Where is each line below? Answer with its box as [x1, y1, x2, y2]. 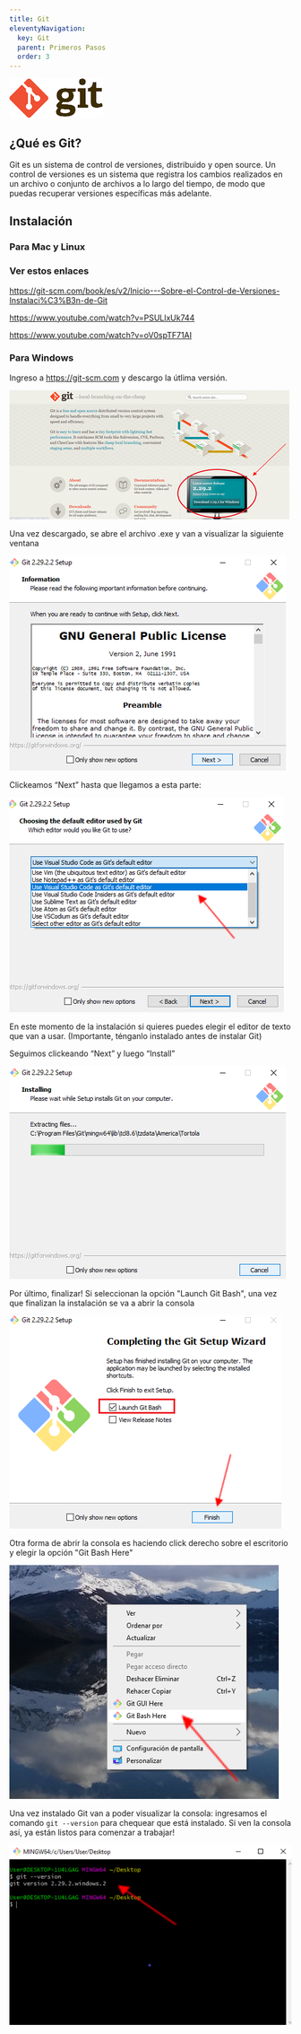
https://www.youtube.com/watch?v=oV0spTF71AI [9, 329, 193, 340]
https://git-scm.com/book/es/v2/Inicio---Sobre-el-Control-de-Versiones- [9, 285, 280, 296]
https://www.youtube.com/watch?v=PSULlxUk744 [9, 312, 195, 323]
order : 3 [17, 52, 50, 62]
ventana [9, 537, 39, 548]
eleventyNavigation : [9, 23, 87, 33]
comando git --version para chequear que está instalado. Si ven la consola [9, 1817, 291, 1828]
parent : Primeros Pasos [17, 43, 106, 52]
